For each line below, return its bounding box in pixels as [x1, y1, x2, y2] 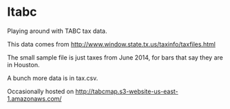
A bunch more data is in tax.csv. [7, 73, 98, 82]
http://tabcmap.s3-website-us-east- [75, 87, 179, 95]
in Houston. [7, 60, 40, 69]
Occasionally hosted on [7, 87, 74, 95]
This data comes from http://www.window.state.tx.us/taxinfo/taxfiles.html [7, 40, 216, 48]
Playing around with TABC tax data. [7, 27, 107, 35]
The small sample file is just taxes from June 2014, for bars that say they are [7, 53, 224, 62]
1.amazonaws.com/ [7, 94, 62, 103]
